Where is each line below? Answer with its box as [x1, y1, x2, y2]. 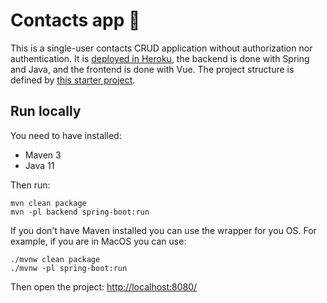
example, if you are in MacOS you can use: [10, 235, 187, 247]
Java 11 [24, 159, 55, 171]
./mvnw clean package [10, 254, 101, 264]
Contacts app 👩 [10, 9, 141, 32]
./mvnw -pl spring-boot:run [10, 263, 128, 273]
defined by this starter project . [10, 74, 136, 86]
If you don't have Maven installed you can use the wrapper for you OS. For [10, 224, 317, 236]
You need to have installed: [10, 129, 122, 141]
